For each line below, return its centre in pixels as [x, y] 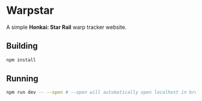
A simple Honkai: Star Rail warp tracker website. [66, 27]
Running [23, 79]
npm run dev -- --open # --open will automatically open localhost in [96, 93]
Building [22, 46]
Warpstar [30, 11]
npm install [21, 60]
